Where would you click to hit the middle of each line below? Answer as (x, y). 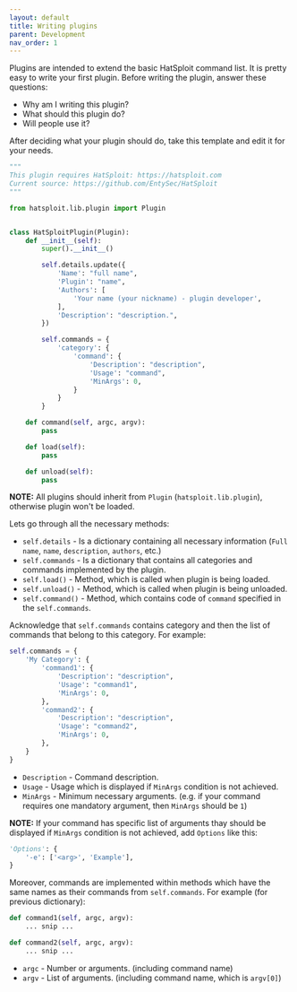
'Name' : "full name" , (98, 274)
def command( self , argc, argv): (85, 422)
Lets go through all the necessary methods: (89, 524)
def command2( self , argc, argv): (72, 943)
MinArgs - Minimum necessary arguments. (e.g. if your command (141, 796)
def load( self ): (56, 447)
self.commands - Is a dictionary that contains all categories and (137, 561)
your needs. (31, 151)
